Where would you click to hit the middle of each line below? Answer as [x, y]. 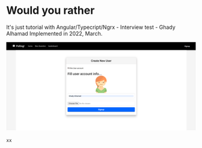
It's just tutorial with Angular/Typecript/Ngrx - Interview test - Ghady [91, 27]
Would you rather [50, 11]
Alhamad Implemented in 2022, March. [54, 33]
